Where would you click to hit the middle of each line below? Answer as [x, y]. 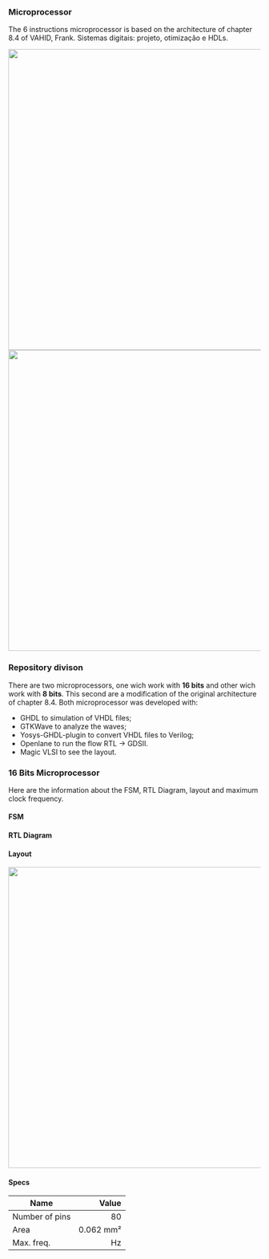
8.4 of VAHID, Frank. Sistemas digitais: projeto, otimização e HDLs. [118, 38]
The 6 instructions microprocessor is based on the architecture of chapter [130, 30]
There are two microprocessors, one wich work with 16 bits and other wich [132, 685]
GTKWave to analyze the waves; [73, 726]
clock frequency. [36, 798]
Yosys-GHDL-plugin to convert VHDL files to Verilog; [107, 735]
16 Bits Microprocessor [54, 773]
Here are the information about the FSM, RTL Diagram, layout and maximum [133, 790]
